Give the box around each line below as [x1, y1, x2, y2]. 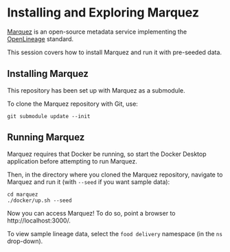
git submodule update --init [7, 113, 91, 119]
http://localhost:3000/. [7, 216, 71, 225]
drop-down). [7, 237, 43, 245]
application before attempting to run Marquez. [7, 157, 137, 165]
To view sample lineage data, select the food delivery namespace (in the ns [7, 229, 223, 238]
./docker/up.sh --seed [7, 197, 72, 204]
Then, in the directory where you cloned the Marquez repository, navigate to [7, 170, 223, 179]
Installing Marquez [7, 68, 89, 80]
